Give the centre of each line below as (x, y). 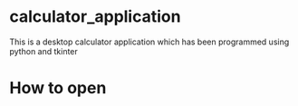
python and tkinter (44, 51)
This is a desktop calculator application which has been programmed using (149, 42)
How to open (58, 88)
